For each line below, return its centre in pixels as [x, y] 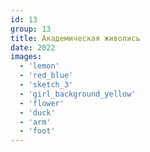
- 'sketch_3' [46, 85]
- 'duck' [37, 112]
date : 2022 [33, 47]
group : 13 [31, 29]
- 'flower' [42, 103]
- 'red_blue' [46, 76]
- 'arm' [35, 122]
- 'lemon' [39, 66]
